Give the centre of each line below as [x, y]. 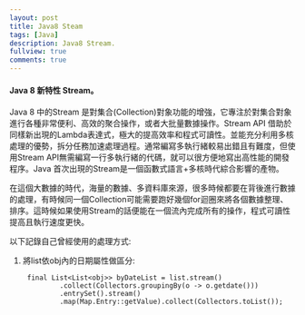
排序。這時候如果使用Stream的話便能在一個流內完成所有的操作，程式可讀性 [150, 211]
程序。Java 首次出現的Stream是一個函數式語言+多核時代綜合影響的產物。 [147, 169]
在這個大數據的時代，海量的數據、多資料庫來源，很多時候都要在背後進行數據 [152, 188]
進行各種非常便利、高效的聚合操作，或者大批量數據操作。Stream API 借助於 [151, 123]
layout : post [34, 18]
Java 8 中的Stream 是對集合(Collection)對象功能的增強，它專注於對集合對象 [151, 112]
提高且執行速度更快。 [49, 222]
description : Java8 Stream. [63, 43]
